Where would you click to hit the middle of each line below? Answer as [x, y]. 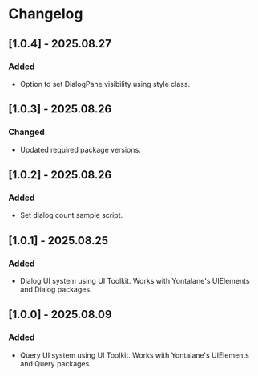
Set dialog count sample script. [71, 215]
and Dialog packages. [56, 289]
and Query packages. [56, 363]
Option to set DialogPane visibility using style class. [105, 84]
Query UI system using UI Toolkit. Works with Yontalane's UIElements [135, 355]
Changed [27, 132]
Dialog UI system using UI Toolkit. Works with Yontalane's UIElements [135, 280]
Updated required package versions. [81, 149]
